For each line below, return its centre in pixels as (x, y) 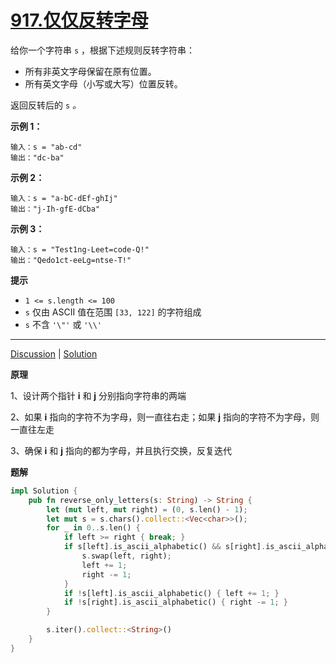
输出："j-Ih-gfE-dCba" (55, 209)
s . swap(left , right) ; (126, 556)
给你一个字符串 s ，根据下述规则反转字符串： (103, 50)
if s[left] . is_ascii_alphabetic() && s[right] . (165, 547)
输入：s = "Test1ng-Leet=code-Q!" (80, 249)
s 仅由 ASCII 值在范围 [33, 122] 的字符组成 (113, 312)
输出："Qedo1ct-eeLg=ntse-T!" (71, 260)
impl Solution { (44, 491)
